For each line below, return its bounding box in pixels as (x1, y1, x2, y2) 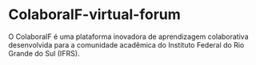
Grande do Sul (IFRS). (8, 48, 80, 58)
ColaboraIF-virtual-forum (8, 6, 182, 24)
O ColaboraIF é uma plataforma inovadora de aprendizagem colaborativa (8, 32, 250, 41)
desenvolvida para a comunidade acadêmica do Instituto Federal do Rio (8, 40, 245, 49)
